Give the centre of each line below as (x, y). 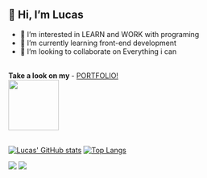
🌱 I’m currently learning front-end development (98, 43)
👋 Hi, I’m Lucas (46, 15)
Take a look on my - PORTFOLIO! (64, 75)
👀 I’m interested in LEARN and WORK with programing (110, 34)
